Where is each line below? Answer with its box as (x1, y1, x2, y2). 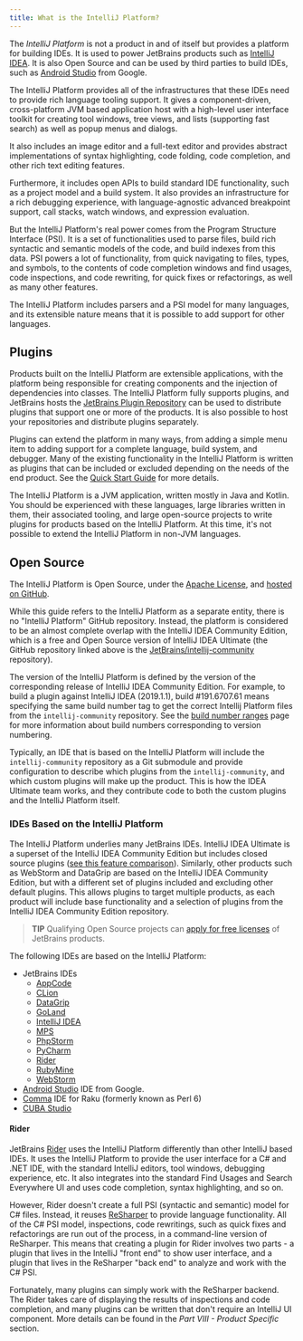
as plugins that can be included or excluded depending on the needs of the (9, 463, 289, 474)
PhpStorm (35, 1035, 74, 1046)
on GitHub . (9, 589, 50, 599)
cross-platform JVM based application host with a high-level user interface (9, 103, 289, 114)
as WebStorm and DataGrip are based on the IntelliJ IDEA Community (9, 867, 269, 878)
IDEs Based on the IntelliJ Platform (9, 818, 164, 830)
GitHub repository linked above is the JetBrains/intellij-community (9, 645, 255, 656)
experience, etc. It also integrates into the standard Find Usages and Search (9, 1172, 293, 1183)
